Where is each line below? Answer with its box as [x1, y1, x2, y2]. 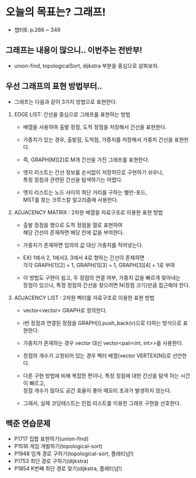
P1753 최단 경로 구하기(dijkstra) [14, 458, 89, 465]
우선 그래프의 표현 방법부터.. [5, 81, 102, 91]
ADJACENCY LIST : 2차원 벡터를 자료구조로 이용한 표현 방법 [14, 294, 155, 301]
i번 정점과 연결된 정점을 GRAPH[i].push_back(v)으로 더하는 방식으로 [23, 319, 182, 327]
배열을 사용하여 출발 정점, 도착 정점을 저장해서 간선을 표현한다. [23, 123, 167, 131]
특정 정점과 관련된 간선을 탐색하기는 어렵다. [23, 176, 123, 183]
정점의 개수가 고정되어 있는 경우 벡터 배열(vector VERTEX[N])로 [23, 352, 171, 359]
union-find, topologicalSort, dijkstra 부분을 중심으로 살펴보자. [14, 62, 159, 69]
